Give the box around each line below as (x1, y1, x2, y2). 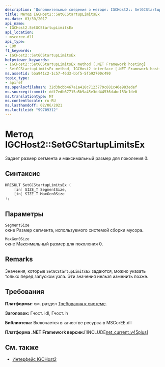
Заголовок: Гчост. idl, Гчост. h (5, 310, 68, 316)
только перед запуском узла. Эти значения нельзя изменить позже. (5, 273, 149, 279)
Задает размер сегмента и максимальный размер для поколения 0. (5, 155, 149, 161)
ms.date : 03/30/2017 (5, 16, 48, 21)
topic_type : (5, 76, 29, 80)
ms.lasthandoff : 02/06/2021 (5, 103, 63, 108)
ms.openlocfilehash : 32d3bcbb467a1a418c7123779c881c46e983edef (5, 84, 137, 90)
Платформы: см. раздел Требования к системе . (5, 300, 107, 307)
